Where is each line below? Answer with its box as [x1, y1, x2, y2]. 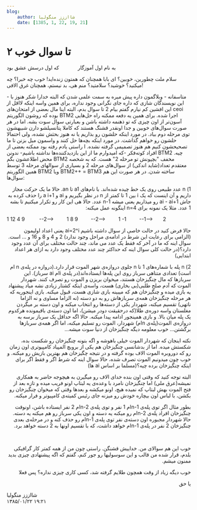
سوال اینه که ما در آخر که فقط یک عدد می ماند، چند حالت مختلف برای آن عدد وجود [11, 239, 191, 246]
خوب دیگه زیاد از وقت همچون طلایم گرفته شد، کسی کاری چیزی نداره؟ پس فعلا [19, 469, 191, 476]
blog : [6, 8, 20, 15]
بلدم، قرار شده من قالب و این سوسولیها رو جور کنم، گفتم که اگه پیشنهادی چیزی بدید [8, 451, 191, 458]
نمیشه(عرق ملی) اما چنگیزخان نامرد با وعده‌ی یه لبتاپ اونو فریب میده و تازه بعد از [13, 380, 191, 387]
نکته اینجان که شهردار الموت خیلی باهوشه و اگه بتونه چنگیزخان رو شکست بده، [20, 337, 191, 344]
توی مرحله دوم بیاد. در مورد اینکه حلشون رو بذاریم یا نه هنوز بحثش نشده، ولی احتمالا [6, 130, 190, 138]
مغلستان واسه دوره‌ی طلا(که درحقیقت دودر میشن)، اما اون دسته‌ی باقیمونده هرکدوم [8, 307, 191, 314]
